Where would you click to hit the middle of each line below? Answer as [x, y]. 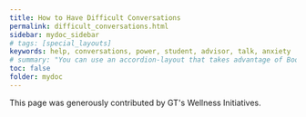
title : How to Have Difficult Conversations [95, 18]
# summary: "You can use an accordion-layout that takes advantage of [146, 60]
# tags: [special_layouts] [61, 43]
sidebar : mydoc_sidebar [55, 34]
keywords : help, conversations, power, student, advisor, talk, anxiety [150, 52]
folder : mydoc [36, 77]
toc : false [30, 69]
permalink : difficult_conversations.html [89, 26]
